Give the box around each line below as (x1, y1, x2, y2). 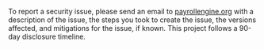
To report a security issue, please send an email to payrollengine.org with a (8, 7, 254, 16)
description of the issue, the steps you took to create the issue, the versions (8, 15, 256, 24)
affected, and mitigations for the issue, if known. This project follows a (8, 24, 238, 32)
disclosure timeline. (22, 32, 86, 41)
